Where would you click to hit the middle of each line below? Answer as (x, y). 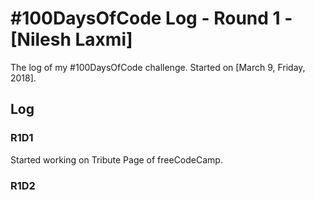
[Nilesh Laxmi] (71, 39)
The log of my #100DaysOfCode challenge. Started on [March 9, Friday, (158, 67)
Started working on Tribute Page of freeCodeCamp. (116, 159)
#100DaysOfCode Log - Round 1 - (151, 18)
